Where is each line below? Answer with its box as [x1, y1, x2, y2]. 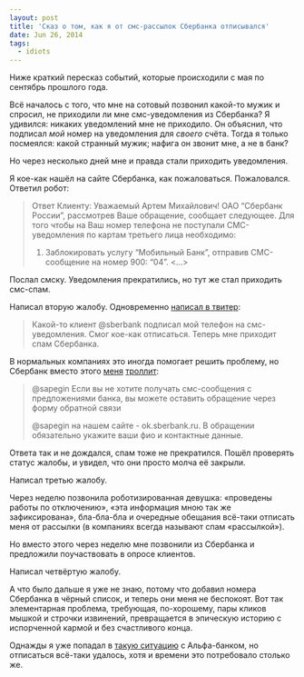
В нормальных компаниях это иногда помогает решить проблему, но [9, 356, 279, 367]
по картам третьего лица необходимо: [85, 229, 237, 241]
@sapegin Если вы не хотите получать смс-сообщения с [31, 383, 252, 394]
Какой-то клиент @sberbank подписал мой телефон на [31, 319, 245, 330]
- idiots [17, 47, 51, 56]
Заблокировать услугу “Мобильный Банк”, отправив [44, 247, 250, 258]
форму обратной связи [31, 403, 122, 413]
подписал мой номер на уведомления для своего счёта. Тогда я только [9, 128, 289, 139]
